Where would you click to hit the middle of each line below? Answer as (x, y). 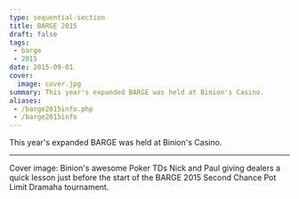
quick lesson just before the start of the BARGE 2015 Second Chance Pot (143, 178)
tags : (19, 42)
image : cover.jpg (49, 84)
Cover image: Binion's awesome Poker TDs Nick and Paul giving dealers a (145, 168)
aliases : (25, 100)
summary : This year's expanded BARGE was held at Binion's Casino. (137, 92)
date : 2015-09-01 (41, 68)
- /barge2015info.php (53, 109)
